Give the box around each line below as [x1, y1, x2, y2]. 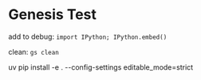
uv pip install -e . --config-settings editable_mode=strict [8, 62, 194, 72]
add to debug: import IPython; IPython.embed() [8, 32, 167, 41]
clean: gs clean [8, 47, 60, 56]
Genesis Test [8, 6, 97, 24]
